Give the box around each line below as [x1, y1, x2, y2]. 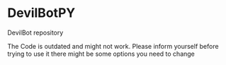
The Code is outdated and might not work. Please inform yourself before [7, 42, 219, 50]
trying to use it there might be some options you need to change [7, 49, 195, 58]
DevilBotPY [7, 5, 76, 21]
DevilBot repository [7, 28, 64, 37]
